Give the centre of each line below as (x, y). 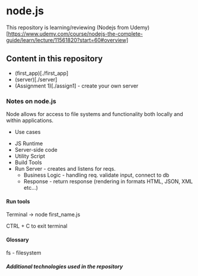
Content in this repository (55, 59)
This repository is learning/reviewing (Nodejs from (68, 27)
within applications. (30, 121)
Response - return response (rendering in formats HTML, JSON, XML (108, 181)
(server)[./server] (36, 79)
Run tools (18, 201)
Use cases (28, 132)
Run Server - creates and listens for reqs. (65, 169)
